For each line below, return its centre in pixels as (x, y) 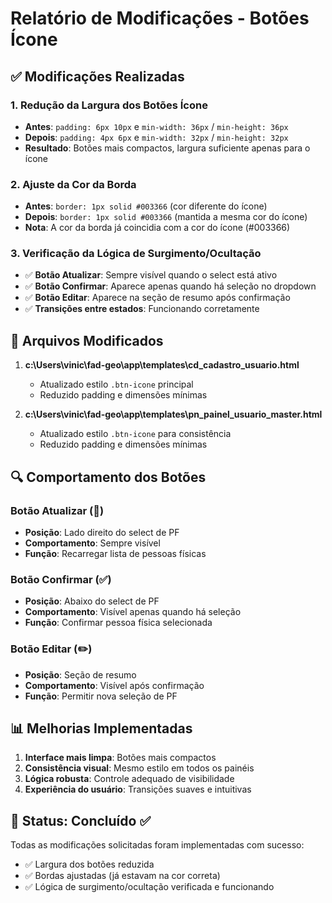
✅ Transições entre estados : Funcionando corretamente (142, 309)
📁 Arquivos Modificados (87, 340)
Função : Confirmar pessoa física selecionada (118, 623)
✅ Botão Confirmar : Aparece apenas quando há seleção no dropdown (170, 286)
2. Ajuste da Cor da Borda (73, 184)
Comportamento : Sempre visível (92, 543)
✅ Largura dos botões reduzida (89, 864)
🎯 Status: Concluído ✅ (81, 820)
